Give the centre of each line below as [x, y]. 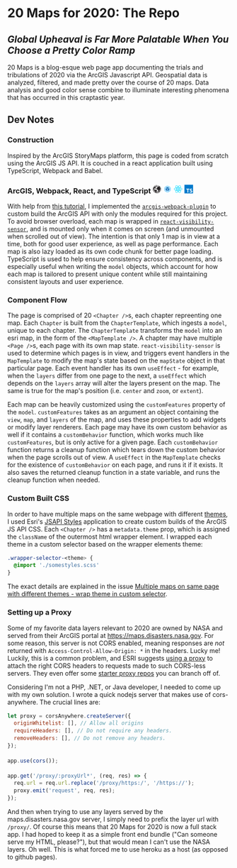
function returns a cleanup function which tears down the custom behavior [116, 450]
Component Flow [37, 300]
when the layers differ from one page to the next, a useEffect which [107, 376]
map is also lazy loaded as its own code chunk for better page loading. [110, 251]
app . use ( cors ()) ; [33, 761]
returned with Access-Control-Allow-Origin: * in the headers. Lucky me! [114, 650]
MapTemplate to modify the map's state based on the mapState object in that [116, 361]
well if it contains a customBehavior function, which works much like [105, 435]
